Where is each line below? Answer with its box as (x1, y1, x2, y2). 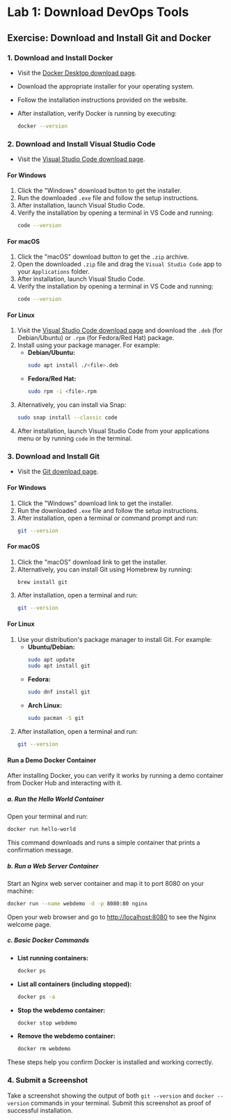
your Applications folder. (17, 268, 90, 276)
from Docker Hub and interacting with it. (7, 778, 122, 788)
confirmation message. (7, 845, 74, 854)
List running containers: (17, 953, 89, 962)
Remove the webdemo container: (17, 1032, 116, 1041)
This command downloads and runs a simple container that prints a (7, 838, 200, 847)
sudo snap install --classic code (17, 414, 118, 422)
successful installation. (7, 1106, 73, 1114)
